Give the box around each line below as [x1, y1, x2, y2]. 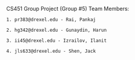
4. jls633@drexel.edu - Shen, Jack [6, 48, 96, 54]
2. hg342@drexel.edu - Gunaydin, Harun [6, 27, 107, 33]
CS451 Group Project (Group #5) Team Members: [6, 5, 130, 12]
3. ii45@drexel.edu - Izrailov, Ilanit [6, 38, 107, 44]
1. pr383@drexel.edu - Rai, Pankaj [6, 17, 96, 23]
